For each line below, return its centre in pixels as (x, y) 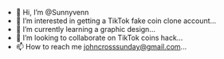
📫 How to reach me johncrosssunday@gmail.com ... (101, 47)
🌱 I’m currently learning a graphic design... (85, 29)
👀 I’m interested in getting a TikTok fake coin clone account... (116, 21)
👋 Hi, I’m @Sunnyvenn (52, 12)
